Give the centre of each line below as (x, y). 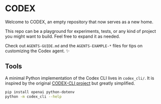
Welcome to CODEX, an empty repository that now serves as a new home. (79, 22)
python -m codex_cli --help (33, 97)
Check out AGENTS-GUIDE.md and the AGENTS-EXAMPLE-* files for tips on (74, 45)
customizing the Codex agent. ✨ (37, 51)
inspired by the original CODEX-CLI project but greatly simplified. (70, 83)
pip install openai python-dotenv (40, 92)
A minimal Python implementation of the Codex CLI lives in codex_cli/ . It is (80, 78)
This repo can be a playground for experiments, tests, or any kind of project (80, 31)
